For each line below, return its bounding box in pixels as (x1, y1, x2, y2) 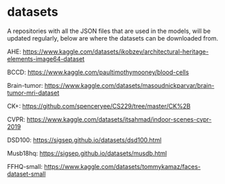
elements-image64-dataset (7, 54, 85, 62)
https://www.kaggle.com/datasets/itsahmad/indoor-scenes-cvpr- (26, 115, 212, 124)
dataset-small (7, 170, 46, 178)
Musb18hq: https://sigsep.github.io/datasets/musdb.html (7, 149, 167, 157)
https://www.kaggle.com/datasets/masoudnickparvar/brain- (44, 81, 215, 89)
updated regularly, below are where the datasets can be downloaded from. (7, 34, 219, 42)
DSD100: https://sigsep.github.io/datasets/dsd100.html (7, 135, 162, 144)
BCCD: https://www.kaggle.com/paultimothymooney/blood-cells (7, 68, 189, 76)
